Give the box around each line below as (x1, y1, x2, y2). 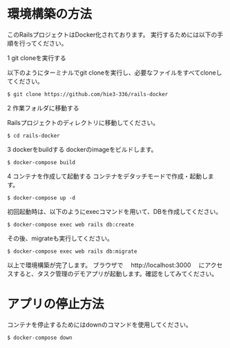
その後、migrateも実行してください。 (7, 234, 114, 242)
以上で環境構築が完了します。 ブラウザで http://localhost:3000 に (7, 260, 205, 269)
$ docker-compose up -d (7, 194, 76, 201)
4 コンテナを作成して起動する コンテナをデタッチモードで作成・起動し (7, 172, 209, 180)
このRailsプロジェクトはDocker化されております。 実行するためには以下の (7, 30, 218, 39)
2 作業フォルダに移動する (7, 104, 79, 112)
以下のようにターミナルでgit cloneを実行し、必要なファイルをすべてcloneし (7, 68, 222, 77)
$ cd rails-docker (7, 132, 60, 139)
